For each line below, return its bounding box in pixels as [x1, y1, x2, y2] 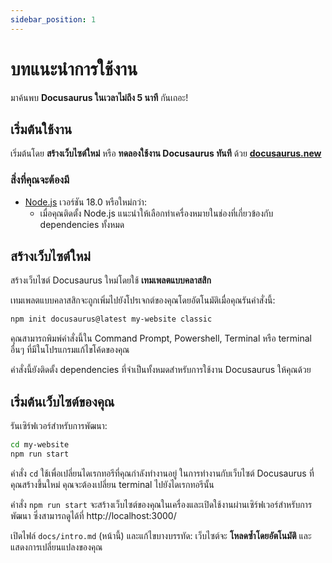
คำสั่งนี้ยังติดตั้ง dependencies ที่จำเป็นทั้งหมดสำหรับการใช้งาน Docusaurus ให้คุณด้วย [10, 364, 312, 376]
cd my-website [10, 440, 70, 450]
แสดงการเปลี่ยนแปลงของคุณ [10, 541, 103, 553]
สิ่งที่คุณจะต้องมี [10, 173, 70, 187]
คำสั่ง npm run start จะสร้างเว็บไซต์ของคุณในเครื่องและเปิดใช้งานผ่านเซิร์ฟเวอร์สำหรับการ [10, 498, 313, 510]
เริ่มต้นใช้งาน [10, 121, 73, 138]
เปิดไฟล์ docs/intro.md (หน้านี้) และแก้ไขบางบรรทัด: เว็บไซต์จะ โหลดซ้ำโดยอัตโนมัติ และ [10, 529, 312, 541]
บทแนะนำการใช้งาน [10, 57, 138, 80]
